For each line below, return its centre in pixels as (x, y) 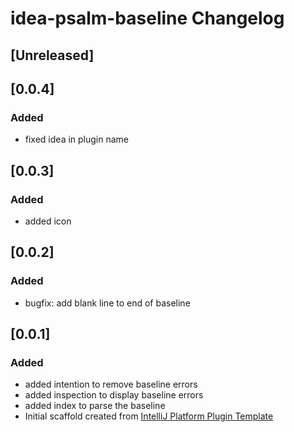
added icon (48, 221)
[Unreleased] (52, 55)
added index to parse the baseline (95, 406)
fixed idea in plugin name (77, 139)
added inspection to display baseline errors (114, 395)
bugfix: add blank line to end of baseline (107, 303)
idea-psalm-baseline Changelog (147, 18)
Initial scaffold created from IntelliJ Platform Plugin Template (149, 416)
